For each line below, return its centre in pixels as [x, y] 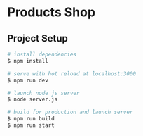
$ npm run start [31, 125]
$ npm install [28, 61]
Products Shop [52, 12]
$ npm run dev [28, 80]
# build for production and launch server [70, 112]
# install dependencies [42, 54]
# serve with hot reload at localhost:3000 [72, 74]
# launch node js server [43, 93]
